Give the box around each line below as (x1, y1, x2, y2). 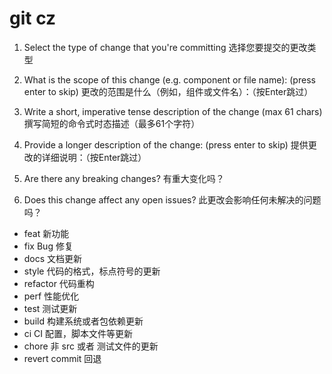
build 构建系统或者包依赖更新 (23, 315, 144, 327)
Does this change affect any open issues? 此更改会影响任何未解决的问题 (23, 193, 322, 206)
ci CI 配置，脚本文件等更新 (23, 327, 134, 339)
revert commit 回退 (23, 352, 102, 364)
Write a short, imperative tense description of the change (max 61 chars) (23, 105, 323, 117)
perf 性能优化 (23, 290, 80, 302)
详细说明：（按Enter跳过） (41, 151, 147, 163)
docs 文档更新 (23, 252, 83, 264)
